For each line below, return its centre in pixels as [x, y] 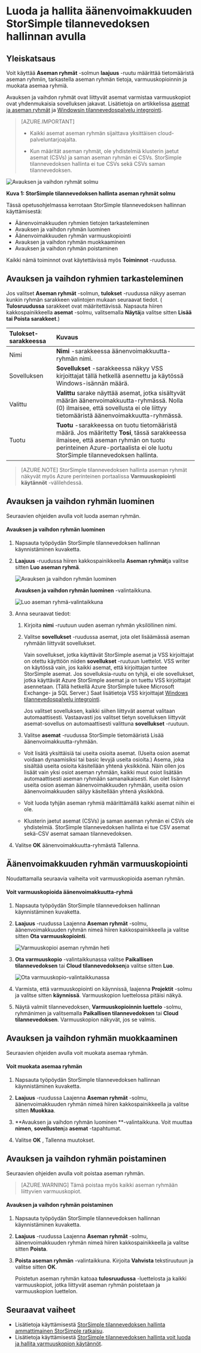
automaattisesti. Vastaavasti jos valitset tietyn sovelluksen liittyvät [105, 717]
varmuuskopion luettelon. [46, 1291]
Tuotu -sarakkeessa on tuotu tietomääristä [117, 425]
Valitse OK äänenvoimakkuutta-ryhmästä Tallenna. [77, 845]
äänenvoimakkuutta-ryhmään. [61, 741]
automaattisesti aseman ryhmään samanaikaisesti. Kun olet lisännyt [107, 778]
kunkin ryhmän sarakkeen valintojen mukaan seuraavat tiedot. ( [84, 299]
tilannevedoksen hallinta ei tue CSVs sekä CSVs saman [98, 164]
